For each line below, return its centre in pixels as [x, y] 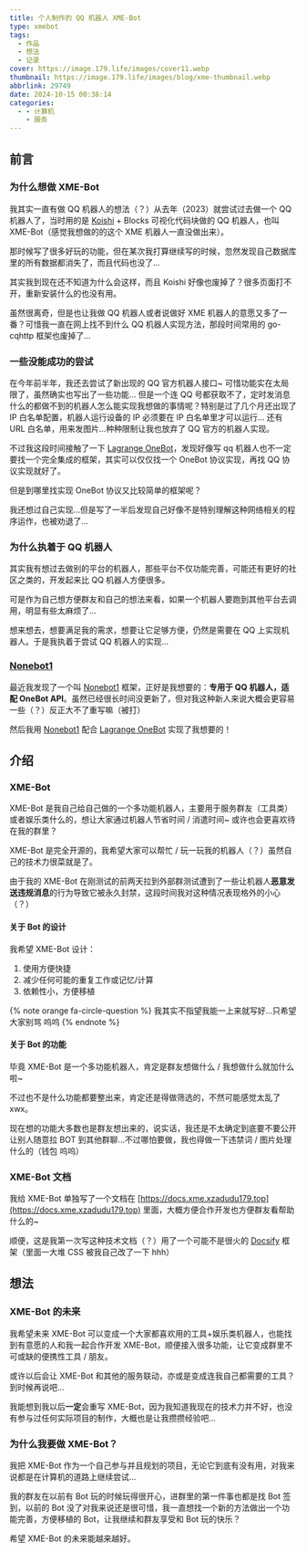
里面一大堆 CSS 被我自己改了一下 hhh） [100, 1253]
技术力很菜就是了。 [61, 862]
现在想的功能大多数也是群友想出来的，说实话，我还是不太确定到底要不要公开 [153, 1127]
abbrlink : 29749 [40, 86]
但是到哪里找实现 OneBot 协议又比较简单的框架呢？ [106, 490]
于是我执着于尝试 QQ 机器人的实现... [101, 642]
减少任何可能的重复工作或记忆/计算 [88, 980]
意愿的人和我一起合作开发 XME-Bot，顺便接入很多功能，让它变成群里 [155, 1345]
